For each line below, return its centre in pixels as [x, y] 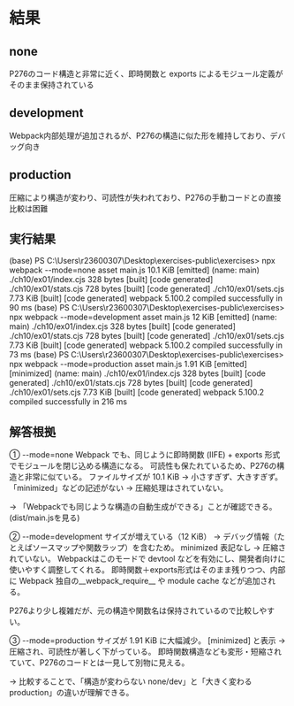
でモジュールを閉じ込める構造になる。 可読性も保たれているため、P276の [143, 466]
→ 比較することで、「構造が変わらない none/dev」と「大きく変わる [131, 681]
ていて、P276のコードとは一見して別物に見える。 [99, 663]
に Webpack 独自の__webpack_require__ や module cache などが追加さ [139, 581]
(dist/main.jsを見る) [45, 518]
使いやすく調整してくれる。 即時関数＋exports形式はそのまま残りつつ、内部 [147, 570]
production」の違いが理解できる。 [72, 693]
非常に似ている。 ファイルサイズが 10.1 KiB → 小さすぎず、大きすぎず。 [154, 477]
